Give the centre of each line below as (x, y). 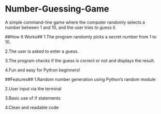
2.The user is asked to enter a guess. (42, 51)
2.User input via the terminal (33, 88)
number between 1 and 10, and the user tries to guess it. (61, 27)
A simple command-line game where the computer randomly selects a (75, 22)
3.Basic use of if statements (33, 98)
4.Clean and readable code (32, 107)
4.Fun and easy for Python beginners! (43, 70)
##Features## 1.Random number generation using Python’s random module (80, 79)
